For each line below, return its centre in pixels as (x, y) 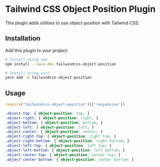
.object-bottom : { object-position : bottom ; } (54, 122)
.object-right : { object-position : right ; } (52, 118)
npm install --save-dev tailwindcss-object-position (61, 64)
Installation (23, 38)
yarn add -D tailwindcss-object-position (49, 78)
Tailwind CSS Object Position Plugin (80, 9)
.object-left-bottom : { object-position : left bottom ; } (65, 150)
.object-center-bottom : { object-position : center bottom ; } (70, 160)
